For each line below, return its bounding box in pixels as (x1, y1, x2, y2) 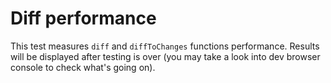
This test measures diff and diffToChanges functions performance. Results (10, 40, 320, 52)
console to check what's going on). (10, 61, 156, 73)
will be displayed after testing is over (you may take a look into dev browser (10, 50, 321, 62)
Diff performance (10, 7, 157, 30)
